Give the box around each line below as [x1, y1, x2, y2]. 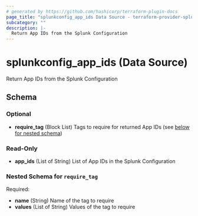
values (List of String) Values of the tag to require [14, 204, 136, 211]
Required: [6, 186, 30, 193]
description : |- [6, 25, 46, 31]
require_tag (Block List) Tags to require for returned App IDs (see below [14, 123, 190, 130]
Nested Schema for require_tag [6, 172, 98, 180]
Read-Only [6, 144, 38, 152]
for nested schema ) [14, 129, 63, 137]
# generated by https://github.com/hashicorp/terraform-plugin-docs [6, 8, 178, 15]
